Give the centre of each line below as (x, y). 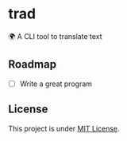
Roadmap (33, 65)
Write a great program (56, 84)
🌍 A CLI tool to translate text (55, 36)
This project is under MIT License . (64, 128)
